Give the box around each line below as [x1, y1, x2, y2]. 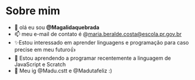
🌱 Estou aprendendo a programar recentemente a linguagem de [14, 55, 171, 62]
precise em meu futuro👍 [14, 46, 76, 53]
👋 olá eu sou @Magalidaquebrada [14, 24, 100, 31]
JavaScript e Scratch [14, 60, 66, 68]
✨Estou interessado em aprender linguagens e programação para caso [14, 39, 189, 46]
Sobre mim [5, 4, 60, 18]
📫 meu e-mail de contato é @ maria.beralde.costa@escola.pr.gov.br [14, 30, 182, 37]
